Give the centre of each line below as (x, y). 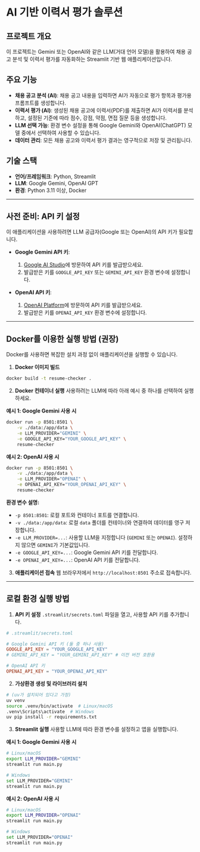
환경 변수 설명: (23, 502)
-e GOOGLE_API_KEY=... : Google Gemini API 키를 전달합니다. (86, 552)
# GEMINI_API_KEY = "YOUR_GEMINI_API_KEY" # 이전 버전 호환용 (80, 655)
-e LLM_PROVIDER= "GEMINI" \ (51, 433)
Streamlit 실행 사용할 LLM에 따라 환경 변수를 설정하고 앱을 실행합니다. (96, 729)
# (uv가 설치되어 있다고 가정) (39, 695)
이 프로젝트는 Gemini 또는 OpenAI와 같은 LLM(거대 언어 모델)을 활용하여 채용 (96, 52)
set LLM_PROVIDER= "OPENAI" (40, 838)
